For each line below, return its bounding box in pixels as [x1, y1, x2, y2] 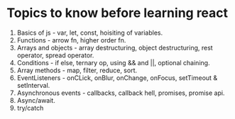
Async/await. [16, 96, 56, 104]
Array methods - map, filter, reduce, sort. [16, 66, 138, 74]
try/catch [16, 103, 44, 112]
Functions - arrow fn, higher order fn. [16, 35, 126, 44]
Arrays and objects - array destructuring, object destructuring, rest [16, 43, 214, 52]
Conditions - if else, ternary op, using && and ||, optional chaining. [16, 58, 210, 67]
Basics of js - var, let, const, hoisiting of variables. [16, 28, 163, 37]
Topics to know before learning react [6, 5, 229, 21]
